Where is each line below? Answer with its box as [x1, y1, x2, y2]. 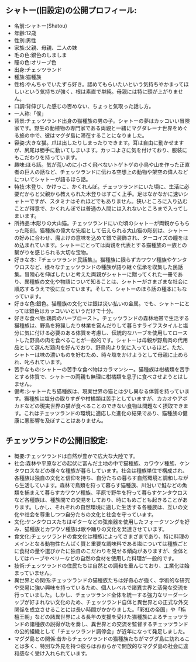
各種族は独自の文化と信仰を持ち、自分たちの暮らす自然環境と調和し [13, 474, 178, 481]
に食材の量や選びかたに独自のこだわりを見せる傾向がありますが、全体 [13, 547, 184, 554]
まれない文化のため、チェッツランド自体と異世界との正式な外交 [34, 598, 188, 605]
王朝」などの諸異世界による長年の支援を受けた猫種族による [19, 613, 163, 620]
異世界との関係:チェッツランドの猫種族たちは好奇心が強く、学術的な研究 [13, 577, 190, 584]
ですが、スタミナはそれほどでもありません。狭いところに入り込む [29, 198, 188, 205]
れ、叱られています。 [13, 358, 66, 366]
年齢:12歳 [13, 29, 37, 36]
